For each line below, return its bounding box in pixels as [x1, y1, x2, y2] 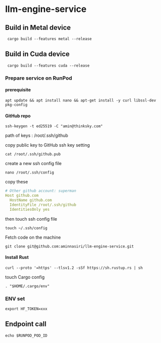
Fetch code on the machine [5, 234, 61, 240]
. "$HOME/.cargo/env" [5, 283, 50, 289]
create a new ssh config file [5, 161, 62, 167]
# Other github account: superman [5, 188, 77, 193]
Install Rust [5, 255, 29, 260]
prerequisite [5, 87, 31, 93]
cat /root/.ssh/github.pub [5, 152, 61, 157]
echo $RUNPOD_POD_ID [5, 333, 48, 338]
